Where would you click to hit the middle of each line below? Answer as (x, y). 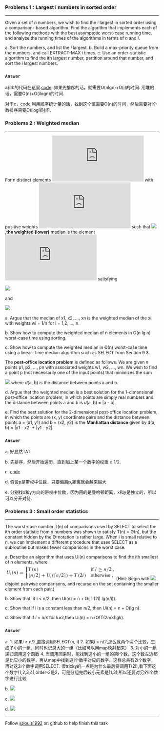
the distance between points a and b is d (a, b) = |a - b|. (61, 402)
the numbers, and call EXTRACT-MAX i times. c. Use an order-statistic (76, 53)
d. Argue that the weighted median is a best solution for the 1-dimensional (79, 392)
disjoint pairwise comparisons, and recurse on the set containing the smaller (82, 584)
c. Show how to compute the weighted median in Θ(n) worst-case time (76, 347)
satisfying (107, 279)
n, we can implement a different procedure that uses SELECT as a (71, 542)
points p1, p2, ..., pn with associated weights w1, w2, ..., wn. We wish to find (81, 367)
